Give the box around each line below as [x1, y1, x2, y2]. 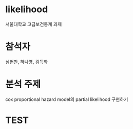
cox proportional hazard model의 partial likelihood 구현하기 [5, 96, 128, 102]
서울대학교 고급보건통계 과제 [5, 21, 62, 27]
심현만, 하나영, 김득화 [5, 59, 48, 65]
